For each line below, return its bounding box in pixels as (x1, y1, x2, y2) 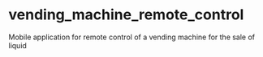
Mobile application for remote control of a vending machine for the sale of (8, 32, 256, 42)
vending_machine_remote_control (8, 6, 244, 24)
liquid (8, 40, 27, 50)
